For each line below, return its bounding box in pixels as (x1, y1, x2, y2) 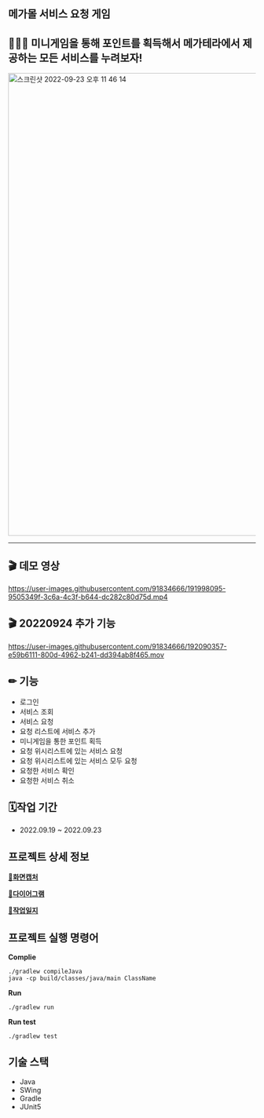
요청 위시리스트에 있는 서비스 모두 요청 (19, 756, 137, 765)
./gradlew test (8, 1032, 58, 1040)
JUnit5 (19, 1102, 42, 1111)
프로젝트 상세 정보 (8, 850, 90, 864)
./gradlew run (8, 1003, 55, 1011)
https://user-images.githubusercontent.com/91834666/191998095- (8, 584, 226, 594)
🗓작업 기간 (8, 801, 57, 814)
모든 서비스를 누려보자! (38, 51, 143, 64)
